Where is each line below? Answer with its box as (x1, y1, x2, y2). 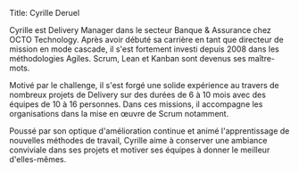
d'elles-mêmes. (9, 154, 67, 164)
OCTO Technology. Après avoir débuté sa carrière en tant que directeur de (9, 35, 284, 45)
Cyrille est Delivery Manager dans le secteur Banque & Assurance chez (9, 25, 272, 35)
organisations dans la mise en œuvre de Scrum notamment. (9, 109, 229, 119)
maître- (248, 53, 275, 63)
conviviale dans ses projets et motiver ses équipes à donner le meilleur (9, 144, 270, 155)
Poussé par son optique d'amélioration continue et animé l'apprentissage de (9, 126, 290, 136)
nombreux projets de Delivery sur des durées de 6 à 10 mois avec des (9, 89, 266, 100)
